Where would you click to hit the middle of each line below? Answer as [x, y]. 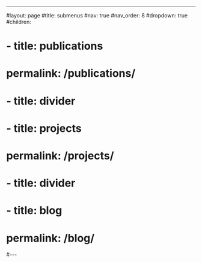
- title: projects [44, 128]
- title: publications [55, 46]
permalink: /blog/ [50, 238]
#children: [19, 22]
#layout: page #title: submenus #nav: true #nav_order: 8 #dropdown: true [97, 15]
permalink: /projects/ [60, 156]
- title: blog [34, 211]
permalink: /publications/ [71, 73]
